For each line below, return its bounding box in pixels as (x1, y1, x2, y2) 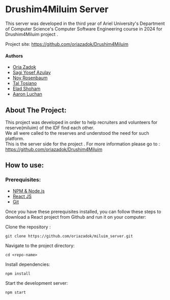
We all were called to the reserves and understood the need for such (5, 130, 149, 136)
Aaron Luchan (12, 91, 42, 97)
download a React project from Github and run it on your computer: (5, 214, 147, 220)
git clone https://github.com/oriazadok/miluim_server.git (5, 233, 133, 238)
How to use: (5, 161, 44, 170)
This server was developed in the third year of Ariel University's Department (5, 20, 165, 26)
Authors (5, 52, 23, 59)
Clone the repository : (5, 224, 51, 230)
